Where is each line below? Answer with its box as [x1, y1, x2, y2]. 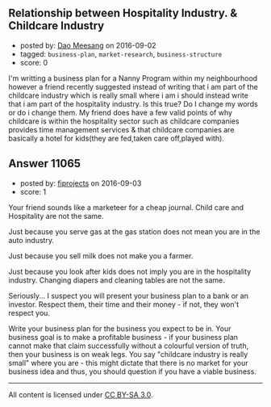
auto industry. [8, 235, 55, 245]
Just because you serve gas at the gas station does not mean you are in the [8, 226, 261, 237]
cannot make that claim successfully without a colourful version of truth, [8, 341, 249, 350]
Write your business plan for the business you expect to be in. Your [8, 323, 231, 334]
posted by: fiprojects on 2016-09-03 [19, 178, 142, 188]
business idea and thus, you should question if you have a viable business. [8, 367, 256, 376]
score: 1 [19, 187, 47, 196]
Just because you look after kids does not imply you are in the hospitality [8, 266, 252, 276]
